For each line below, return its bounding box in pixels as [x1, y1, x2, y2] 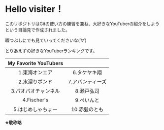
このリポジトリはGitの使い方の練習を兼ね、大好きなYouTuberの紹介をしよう [5, 21, 160, 27]
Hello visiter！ [5, 3, 64, 15]
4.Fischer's [22, 96, 48, 103]
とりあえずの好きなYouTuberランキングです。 [5, 48, 98, 54]
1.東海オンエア [18, 69, 53, 76]
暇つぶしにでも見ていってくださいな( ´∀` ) [5, 37, 87, 43]
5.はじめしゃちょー [13, 106, 58, 113]
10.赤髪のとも [71, 106, 104, 113]
